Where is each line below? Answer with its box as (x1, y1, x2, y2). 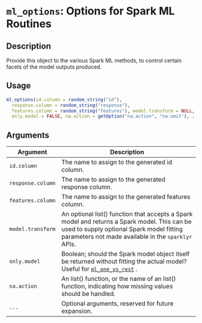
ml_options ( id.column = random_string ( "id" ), (6, 96, 122, 103)
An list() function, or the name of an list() (61, 275, 176, 283)
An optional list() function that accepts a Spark (61, 210, 193, 218)
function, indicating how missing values (61, 282, 173, 291)
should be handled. (61, 290, 116, 298)
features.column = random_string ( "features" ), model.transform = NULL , (11, 108, 195, 114)
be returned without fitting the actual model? (61, 257, 188, 266)
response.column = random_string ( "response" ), (11, 102, 130, 108)
